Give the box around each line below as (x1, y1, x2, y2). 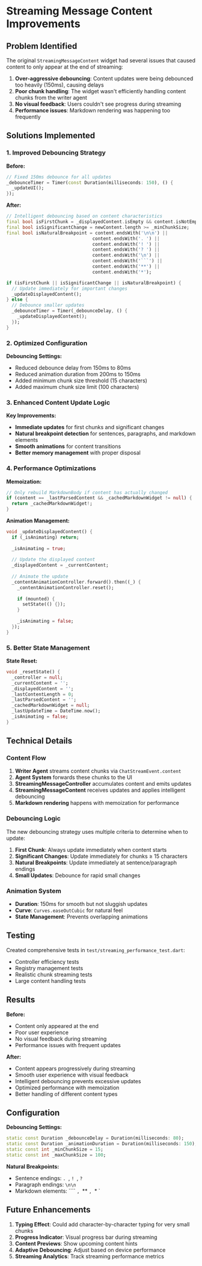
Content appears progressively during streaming (14, 1065, 135, 1072)
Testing (6, 931, 35, 941)
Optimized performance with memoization (14, 1084, 120, 1091)
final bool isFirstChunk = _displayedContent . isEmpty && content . (6, 219, 176, 225)
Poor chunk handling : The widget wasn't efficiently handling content (14, 88, 186, 94)
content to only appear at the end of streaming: (6, 63, 123, 70)
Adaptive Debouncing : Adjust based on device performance (14, 1246, 166, 1253)
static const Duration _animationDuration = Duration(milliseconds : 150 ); (6, 1141, 198, 1147)
